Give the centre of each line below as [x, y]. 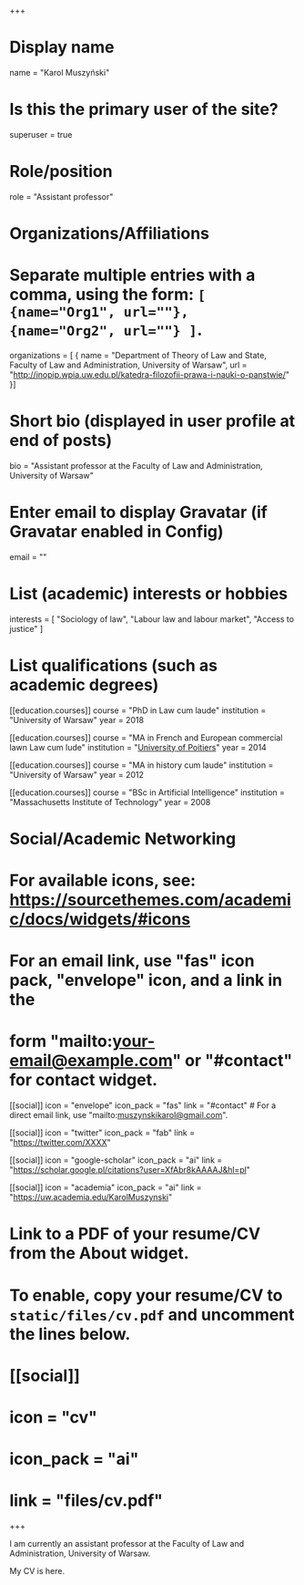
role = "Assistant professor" [61, 196]
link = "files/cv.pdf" [86, 1501]
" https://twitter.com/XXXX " [60, 1143]
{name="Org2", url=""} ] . [106, 330]
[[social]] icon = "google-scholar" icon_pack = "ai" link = [116, 1160]
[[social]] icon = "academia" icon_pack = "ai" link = [106, 1187]
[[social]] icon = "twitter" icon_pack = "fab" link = [102, 1133]
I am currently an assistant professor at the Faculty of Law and [127, 1544]
